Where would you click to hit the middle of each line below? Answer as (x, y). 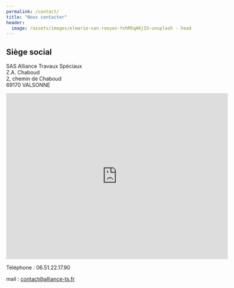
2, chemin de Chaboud (34, 79)
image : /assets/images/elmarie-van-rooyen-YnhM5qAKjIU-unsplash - (95, 28)
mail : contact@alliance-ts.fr (40, 279)
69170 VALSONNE (28, 85)
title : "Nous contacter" (37, 17)
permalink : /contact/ (33, 12)
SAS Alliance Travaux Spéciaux (44, 66)
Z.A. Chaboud (23, 73)
